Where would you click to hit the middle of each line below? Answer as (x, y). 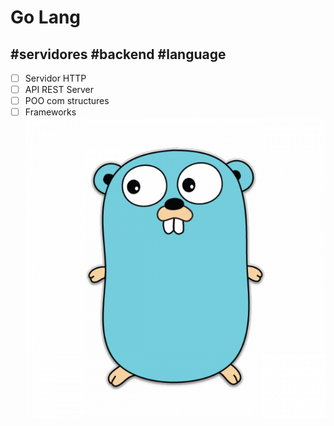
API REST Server (59, 90)
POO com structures (67, 101)
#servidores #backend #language (118, 54)
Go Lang (46, 17)
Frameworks (50, 112)
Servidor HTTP (55, 78)
